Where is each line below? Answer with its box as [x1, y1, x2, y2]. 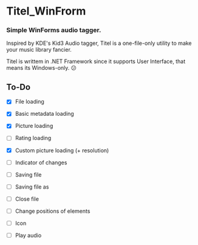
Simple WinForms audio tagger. [6, 26, 101, 35]
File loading [15, 98, 44, 106]
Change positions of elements [15, 207, 90, 215]
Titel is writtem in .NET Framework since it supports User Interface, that [6, 58, 186, 65]
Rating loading [15, 135, 52, 142]
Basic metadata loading [15, 110, 74, 118]
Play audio [15, 232, 42, 239]
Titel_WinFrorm [6, 4, 86, 18]
